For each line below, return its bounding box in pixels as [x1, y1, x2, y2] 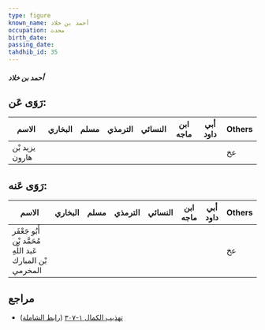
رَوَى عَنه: [8, 178, 47, 192]
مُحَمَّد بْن [12, 235, 41, 246]
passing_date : [8, 41, 55, 49]
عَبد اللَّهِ [12, 246, 38, 257]
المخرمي [12, 265, 42, 276]
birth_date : [8, 33, 47, 42]
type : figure [8, 11, 51, 20]
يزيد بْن [12, 142, 36, 153]
